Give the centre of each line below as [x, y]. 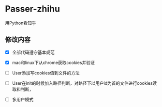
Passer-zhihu [33, 9]
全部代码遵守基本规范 [33, 52]
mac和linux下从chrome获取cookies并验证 [53, 62]
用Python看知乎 [21, 23]
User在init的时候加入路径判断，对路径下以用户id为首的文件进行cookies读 [84, 83]
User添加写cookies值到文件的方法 [46, 73]
